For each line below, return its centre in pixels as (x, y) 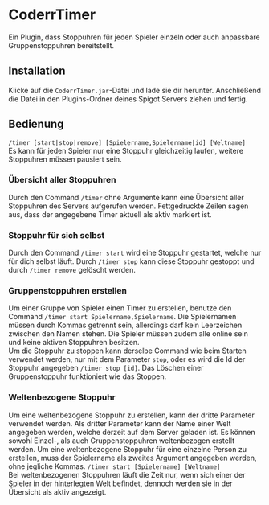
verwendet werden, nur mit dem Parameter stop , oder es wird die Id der (127, 359)
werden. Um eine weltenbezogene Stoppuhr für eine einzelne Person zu (128, 449)
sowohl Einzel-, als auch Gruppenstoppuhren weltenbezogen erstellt (122, 441)
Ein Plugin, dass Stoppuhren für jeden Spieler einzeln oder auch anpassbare (134, 37)
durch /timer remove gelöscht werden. (72, 270)
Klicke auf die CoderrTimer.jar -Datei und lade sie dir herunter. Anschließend (135, 90)
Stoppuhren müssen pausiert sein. (65, 159)
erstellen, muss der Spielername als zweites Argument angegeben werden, (132, 458)
